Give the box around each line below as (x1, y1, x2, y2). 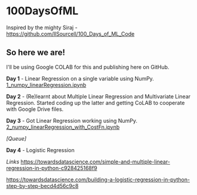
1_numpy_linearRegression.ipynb (6, 81, 87, 88)
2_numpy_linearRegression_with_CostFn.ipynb (6, 123, 120, 131)
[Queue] (6, 135, 27, 142)
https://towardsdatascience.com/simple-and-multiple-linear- (20, 158, 170, 165)
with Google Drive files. (6, 106, 64, 113)
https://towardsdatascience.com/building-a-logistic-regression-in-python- (6, 176, 190, 183)
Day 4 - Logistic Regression (6, 146, 75, 153)
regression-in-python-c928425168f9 (6, 164, 97, 171)
